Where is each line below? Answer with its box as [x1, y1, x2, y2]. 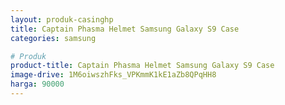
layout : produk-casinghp [10, 14, 114, 25]
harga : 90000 [10, 79, 65, 90]
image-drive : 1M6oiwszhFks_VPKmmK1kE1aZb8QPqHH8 [10, 70, 217, 80]
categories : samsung [10, 33, 97, 43]
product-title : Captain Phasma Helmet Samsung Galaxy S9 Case [10, 61, 275, 71]
